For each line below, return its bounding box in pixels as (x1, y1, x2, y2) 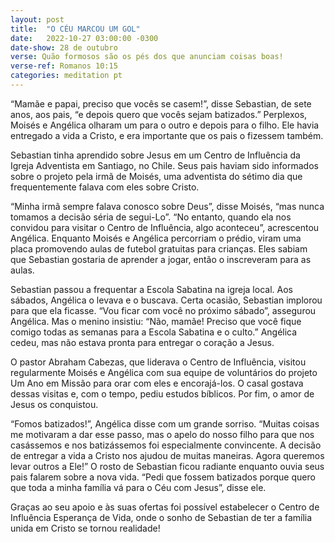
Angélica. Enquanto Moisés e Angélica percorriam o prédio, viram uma (10, 232, 302, 244)
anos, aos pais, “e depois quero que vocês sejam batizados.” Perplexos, (10, 108, 308, 120)
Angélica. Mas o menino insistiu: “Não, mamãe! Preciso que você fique (10, 315, 302, 327)
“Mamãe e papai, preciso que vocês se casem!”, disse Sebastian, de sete (10, 97, 312, 110)
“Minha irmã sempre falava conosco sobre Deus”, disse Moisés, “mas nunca (10, 200, 325, 212)
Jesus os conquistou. (10, 398, 99, 410)
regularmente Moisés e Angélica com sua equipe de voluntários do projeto (10, 366, 318, 378)
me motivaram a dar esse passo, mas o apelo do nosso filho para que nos (10, 428, 315, 440)
